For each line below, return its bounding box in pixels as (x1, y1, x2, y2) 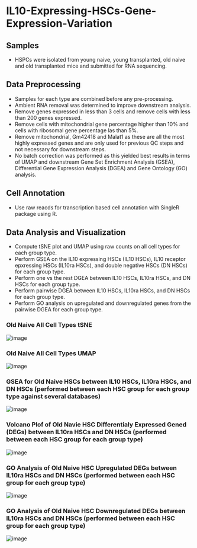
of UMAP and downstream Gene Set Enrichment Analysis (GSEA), (14, 158, 175, 165)
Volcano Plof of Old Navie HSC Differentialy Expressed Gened (6, 420, 187, 429)
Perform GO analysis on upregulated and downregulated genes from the (14, 300, 191, 307)
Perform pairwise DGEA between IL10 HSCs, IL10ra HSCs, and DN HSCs (14, 287, 190, 294)
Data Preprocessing (6, 79, 81, 90)
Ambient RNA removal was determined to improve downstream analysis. (14, 101, 191, 109)
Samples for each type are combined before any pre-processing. (14, 95, 173, 102)
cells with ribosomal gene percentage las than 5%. (14, 126, 138, 134)
